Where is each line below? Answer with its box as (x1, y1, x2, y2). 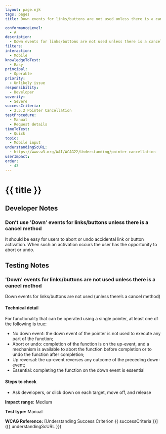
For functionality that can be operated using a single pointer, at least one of (5, 316, 159, 322)
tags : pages (5, 12, 30, 17)
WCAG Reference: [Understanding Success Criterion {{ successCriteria (5, 418, 152, 424)
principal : (5, 67, 28, 72)
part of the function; (12, 336, 53, 342)
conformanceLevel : (5, 25, 43, 30)
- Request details (9, 122, 48, 127)
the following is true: (5, 321, 47, 327)
